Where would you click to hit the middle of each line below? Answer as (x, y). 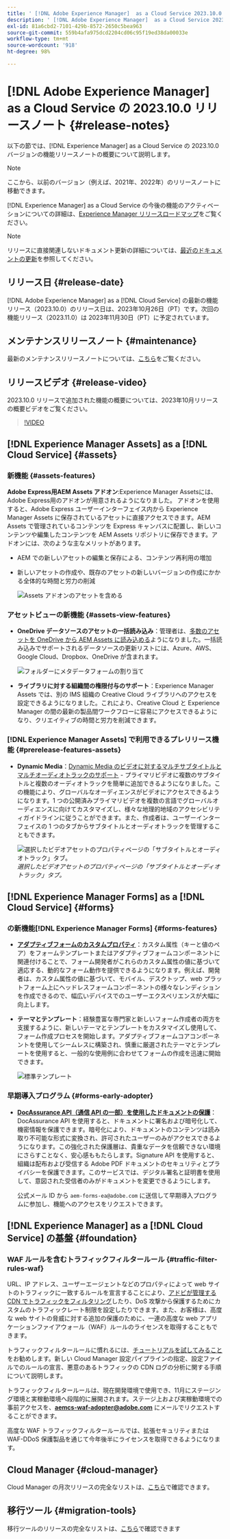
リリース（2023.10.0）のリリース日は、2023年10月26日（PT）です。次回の (113, 308)
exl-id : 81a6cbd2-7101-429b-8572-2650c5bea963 (75, 26)
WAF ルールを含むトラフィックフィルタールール (86, 1259)
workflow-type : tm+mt (38, 39)
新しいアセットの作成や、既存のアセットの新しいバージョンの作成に (113, 572)
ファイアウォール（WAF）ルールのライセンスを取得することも (124, 1327)
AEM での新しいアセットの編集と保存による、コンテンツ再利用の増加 (114, 557)
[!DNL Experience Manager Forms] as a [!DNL (106, 897)
